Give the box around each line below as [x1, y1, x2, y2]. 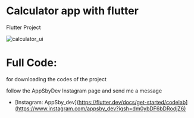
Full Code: [6, 56, 58, 69]
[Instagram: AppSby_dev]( [14, 98, 79, 106]
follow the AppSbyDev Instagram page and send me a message [6, 87, 162, 94]
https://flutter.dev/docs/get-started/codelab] [78, 98, 188, 106]
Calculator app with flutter [6, 4, 139, 18]
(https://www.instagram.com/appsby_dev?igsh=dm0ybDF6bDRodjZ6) [14, 105, 186, 112]
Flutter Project [6, 24, 41, 31]
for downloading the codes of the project [6, 75, 107, 82]
